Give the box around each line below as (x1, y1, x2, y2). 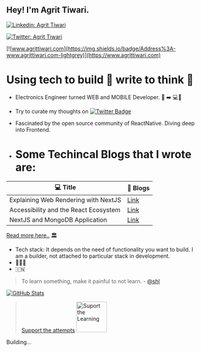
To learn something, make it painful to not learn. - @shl (21, 277, 160, 285)
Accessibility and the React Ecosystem (9, 205, 121, 214)
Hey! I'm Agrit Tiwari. (6, 5, 89, 15)
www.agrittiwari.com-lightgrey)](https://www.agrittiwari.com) (6, 51, 161, 59)
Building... (6, 338, 32, 345)
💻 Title (54, 183, 76, 192)
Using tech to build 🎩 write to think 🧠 (6, 73, 194, 86)
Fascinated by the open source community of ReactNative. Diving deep (15, 119, 195, 127)
